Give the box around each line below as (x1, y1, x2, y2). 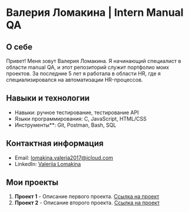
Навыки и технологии (6, 93, 90, 103)
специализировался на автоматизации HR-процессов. (6, 77, 143, 83)
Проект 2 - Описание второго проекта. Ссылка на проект (14, 199, 160, 206)
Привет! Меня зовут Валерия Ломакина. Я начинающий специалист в (6, 58, 181, 64)
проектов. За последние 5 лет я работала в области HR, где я (6, 70, 161, 77)
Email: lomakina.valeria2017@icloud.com (14, 154, 113, 161)
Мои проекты (6, 177, 59, 188)
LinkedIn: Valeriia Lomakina (14, 160, 81, 167)
